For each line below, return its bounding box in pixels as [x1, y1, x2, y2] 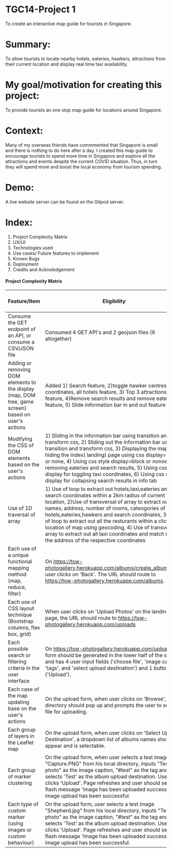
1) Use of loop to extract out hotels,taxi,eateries [45, 485, 160, 492]
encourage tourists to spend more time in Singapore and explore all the [5, 153, 155, 159]
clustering [8, 779, 32, 786]
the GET [8, 319, 28, 326]
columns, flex [8, 624, 40, 631]
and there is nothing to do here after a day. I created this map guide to [5, 147, 153, 154]
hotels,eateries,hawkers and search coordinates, [45, 511, 162, 518]
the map [8, 692, 28, 699]
